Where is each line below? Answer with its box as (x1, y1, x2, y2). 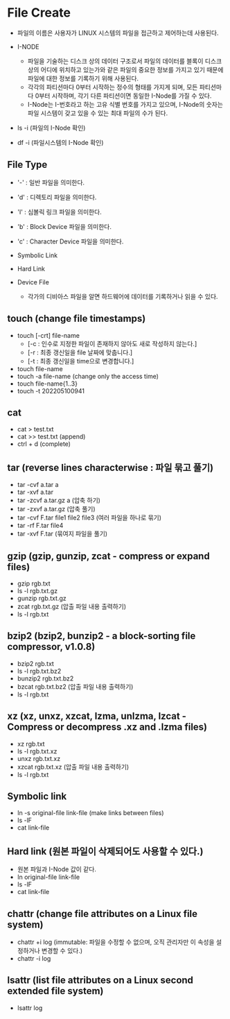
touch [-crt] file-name (17, 331, 80, 339)
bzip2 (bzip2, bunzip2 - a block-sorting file (7, 630, 196, 642)
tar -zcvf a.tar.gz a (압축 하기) (17, 496, 100, 504)
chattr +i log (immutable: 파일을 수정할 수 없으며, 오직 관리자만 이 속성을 (17, 938, 215, 946)
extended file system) (7, 985, 104, 997)
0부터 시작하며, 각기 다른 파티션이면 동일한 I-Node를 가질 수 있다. (35, 92, 212, 100)
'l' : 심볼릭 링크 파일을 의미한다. (17, 207, 102, 216)
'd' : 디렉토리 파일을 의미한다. (17, 193, 97, 201)
